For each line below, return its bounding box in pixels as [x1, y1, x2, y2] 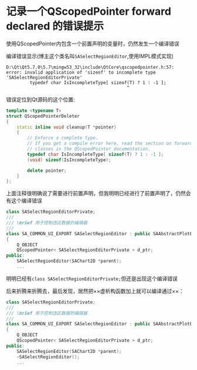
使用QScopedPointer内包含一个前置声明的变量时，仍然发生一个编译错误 [6, 40, 180, 47]
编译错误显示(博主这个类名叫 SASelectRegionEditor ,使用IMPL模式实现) [6, 52, 174, 59]
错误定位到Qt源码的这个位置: [6, 96, 75, 103]
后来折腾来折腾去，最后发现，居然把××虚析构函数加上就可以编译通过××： [6, 287, 185, 294]
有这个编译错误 [6, 197, 42, 204]
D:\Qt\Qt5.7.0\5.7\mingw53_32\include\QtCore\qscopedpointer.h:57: [6, 64, 175, 70]
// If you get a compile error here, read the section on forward [27, 141, 193, 146]
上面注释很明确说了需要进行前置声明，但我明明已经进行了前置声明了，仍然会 [6, 190, 191, 197]
